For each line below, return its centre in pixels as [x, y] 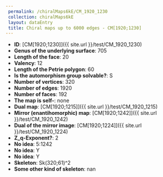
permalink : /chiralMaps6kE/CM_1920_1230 [58, 11]
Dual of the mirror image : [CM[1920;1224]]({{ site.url [78, 125]
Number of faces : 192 [41, 94]
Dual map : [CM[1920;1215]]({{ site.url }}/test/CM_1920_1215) [86, 107]
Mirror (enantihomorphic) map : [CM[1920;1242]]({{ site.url [85, 113]
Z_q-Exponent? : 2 [36, 138]
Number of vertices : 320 [44, 82]
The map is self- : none [41, 101]
